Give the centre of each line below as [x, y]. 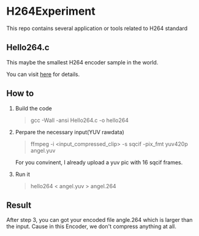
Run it [23, 174]
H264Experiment [51, 11]
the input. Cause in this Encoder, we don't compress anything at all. [91, 226]
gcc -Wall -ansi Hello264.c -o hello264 [79, 120]
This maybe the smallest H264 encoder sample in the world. [82, 62]
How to [20, 93]
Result [19, 205]
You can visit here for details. [43, 74]
